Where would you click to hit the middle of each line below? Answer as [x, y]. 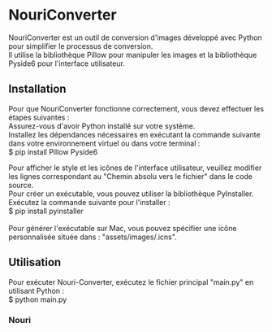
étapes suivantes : [39, 117]
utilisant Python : [37, 290]
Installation [37, 89]
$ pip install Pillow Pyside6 [53, 151]
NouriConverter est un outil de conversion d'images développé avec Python [135, 37]
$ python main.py [38, 299]
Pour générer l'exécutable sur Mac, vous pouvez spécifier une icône [123, 228]
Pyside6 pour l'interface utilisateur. [67, 63]
